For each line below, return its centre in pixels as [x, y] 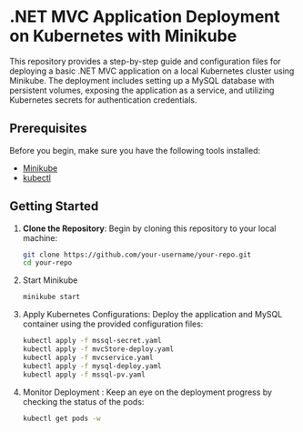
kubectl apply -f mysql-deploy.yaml [92, 366]
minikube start [51, 297]
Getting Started [54, 206]
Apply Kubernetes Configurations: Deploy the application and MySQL [152, 315]
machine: [40, 237]
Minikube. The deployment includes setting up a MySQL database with [142, 80]
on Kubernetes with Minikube [123, 36]
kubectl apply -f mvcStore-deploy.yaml [98, 349]
